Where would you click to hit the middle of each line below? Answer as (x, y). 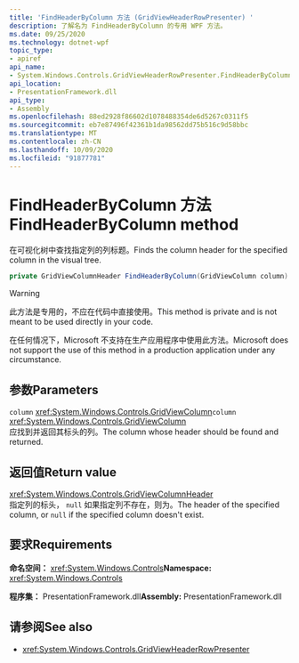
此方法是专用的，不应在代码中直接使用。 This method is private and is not (143, 311)
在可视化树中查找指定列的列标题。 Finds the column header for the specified (148, 250)
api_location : (36, 84)
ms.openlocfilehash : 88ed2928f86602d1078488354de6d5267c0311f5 (129, 117)
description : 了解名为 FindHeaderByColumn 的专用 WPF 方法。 (118, 26)
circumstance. (36, 360)
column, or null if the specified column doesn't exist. (107, 514)
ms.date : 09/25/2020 (48, 34)
